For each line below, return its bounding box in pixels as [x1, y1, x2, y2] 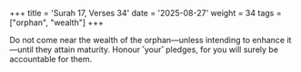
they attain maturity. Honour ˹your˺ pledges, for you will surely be [35, 44, 279, 55]
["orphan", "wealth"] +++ [9, 17, 105, 28]
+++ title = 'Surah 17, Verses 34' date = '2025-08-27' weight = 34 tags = [9, 8, 282, 18]
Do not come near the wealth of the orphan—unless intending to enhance [9, 35, 285, 45]
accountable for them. [9, 54, 93, 64]
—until [9, 44, 34, 55]
